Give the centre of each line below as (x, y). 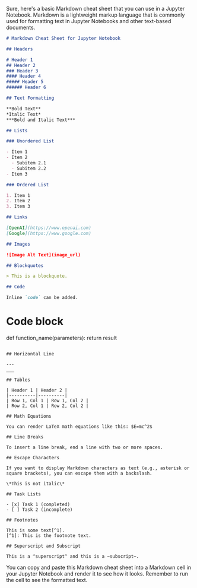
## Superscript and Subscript (44, 546)
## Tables (18, 380)
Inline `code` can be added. (42, 298)
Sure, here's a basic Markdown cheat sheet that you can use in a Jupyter (96, 9)
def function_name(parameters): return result (62, 338)
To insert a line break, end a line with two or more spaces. (85, 447)
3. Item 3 (18, 206)
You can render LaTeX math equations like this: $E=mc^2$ (79, 427)
